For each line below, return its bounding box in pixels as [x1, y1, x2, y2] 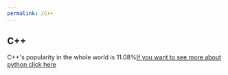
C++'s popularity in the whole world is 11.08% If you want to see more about [7, 53, 222, 61]
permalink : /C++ [7, 10, 54, 17]
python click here [7, 61, 56, 69]
